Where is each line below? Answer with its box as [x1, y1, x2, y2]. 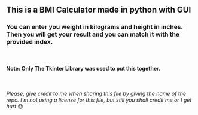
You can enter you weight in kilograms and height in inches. [6, 23, 184, 31]
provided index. [6, 38, 53, 46]
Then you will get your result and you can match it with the [6, 30, 180, 38]
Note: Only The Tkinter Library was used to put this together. [6, 65, 161, 72]
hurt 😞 [6, 102, 24, 110]
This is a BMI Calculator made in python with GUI [6, 5, 191, 15]
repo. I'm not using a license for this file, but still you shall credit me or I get [6, 96, 192, 104]
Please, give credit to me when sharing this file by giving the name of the [6, 90, 187, 97]
